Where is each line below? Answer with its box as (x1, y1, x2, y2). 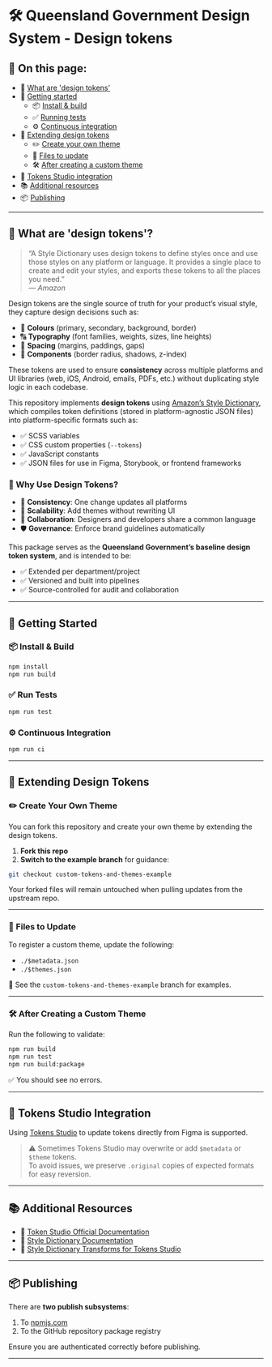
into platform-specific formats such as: (8, 415, 138, 425)
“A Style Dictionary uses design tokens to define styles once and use (28, 248, 258, 258)
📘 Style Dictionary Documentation (19, 1236, 134, 1245)
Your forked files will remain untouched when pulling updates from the (8, 885, 243, 895)
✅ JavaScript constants (19, 449, 100, 459)
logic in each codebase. (8, 382, 88, 391)
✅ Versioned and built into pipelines (19, 576, 140, 586)
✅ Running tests (32, 113, 87, 122)
